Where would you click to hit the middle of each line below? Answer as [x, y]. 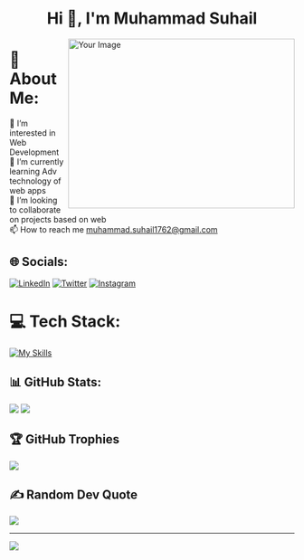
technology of [35, 181]
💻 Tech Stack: [65, 322]
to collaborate [35, 210]
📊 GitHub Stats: [56, 382]
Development [34, 152]
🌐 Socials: [39, 261]
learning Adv [33, 172]
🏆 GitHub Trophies [65, 439]
